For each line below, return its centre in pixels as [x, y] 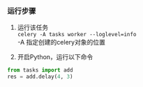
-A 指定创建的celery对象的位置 [61, 42]
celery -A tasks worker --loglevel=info [77, 35]
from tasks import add [40, 70]
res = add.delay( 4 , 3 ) [40, 77]
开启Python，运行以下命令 [55, 57]
